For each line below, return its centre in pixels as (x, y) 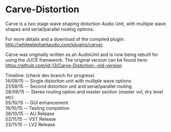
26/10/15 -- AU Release (30, 114)
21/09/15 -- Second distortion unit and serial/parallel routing (69, 86)
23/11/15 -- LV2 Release (30, 124)
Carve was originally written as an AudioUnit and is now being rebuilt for (82, 54)
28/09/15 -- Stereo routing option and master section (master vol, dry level (84, 91)
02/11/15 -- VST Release (31, 119)
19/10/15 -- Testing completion (37, 108)
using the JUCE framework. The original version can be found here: (77, 60)
